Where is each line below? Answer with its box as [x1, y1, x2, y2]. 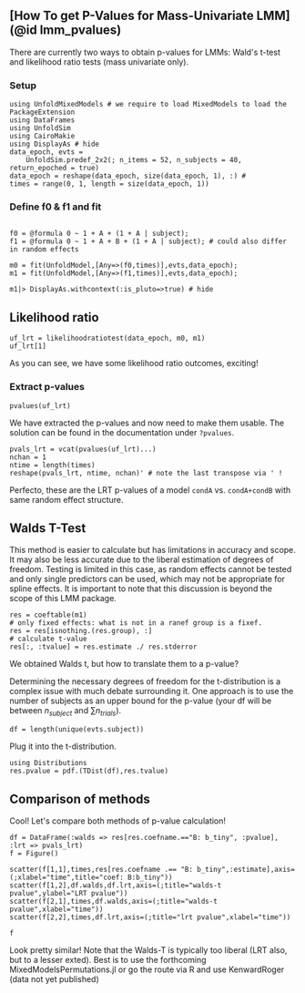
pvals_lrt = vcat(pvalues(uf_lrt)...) [9, 445, 157, 454]
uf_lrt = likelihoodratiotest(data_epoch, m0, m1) [9, 333, 206, 343]
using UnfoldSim [9, 124, 71, 133]
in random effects [9, 245, 79, 254]
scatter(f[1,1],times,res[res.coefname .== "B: [9, 865, 194, 874]
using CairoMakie [9, 132, 76, 141]
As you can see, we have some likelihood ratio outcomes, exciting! [9, 358, 259, 369]
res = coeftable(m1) [9, 610, 88, 619]
